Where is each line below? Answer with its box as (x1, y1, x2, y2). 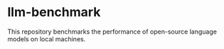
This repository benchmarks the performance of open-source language (7, 27, 217, 36)
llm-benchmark (7, 4, 101, 20)
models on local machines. (7, 34, 86, 43)
